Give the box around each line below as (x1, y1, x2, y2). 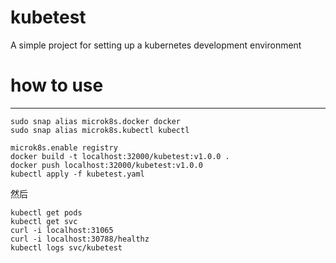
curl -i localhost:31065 (10, 225, 114, 235)
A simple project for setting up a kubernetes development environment (10, 39, 302, 51)
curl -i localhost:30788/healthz (10, 234, 150, 244)
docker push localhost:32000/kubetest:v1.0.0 (10, 160, 203, 170)
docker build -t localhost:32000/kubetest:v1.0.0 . (10, 151, 230, 161)
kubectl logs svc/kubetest (10, 242, 123, 253)
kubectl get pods (10, 207, 83, 218)
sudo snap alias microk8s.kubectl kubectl (10, 125, 190, 135)
